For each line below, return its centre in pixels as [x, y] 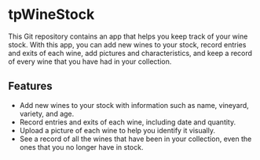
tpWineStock [51, 15]
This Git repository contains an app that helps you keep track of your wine [128, 36]
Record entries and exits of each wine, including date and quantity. [128, 122]
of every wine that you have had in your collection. [90, 61]
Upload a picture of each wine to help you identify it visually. [117, 130]
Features [30, 86]
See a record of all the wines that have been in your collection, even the [135, 139]
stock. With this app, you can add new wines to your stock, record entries [127, 44]
